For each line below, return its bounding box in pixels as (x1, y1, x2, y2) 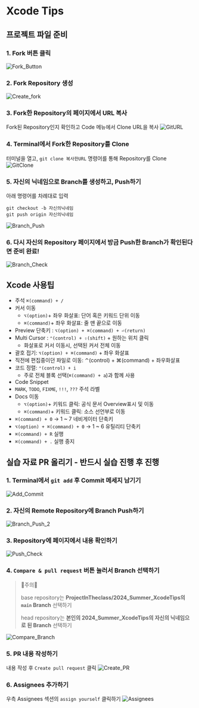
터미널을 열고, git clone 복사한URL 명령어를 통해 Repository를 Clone (6, 154, 167, 162)
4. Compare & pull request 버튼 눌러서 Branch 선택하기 (6, 566, 160, 575)
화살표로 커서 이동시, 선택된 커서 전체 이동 (23, 342, 121, 349)
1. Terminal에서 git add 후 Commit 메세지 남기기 (6, 477, 141, 485)
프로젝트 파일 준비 (6, 29, 68, 39)
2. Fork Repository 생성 (6, 79, 73, 87)
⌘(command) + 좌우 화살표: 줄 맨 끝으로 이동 (23, 319, 122, 326)
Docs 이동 (14, 393, 39, 400)
